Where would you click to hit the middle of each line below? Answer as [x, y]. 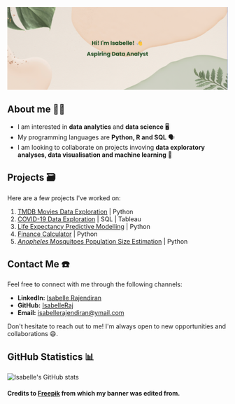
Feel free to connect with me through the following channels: [95, 284]
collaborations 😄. [33, 334]
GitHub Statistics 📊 [51, 357]
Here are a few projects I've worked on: [64, 198]
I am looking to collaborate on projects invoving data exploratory [111, 147]
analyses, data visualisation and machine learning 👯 [95, 155]
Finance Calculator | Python [57, 234]
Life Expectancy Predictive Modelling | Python [84, 226]
